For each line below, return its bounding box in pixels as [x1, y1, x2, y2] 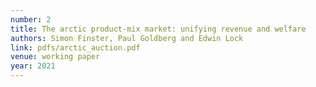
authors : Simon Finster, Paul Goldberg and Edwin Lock [10, 33, 244, 43]
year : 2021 [10, 61, 56, 71]
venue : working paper [10, 52, 101, 62]
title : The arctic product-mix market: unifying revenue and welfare [10, 24, 307, 34]
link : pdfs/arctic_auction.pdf [10, 42, 141, 53]
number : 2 [10, 14, 52, 25]
